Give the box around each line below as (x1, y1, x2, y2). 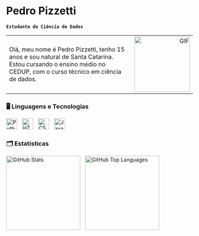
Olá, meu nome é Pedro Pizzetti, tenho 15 (9, 45, 125, 53)
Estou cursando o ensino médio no (9, 60, 105, 68)
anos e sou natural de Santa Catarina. (9, 52, 114, 60)
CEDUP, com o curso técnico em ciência (9, 67, 121, 75)
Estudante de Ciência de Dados (6, 24, 84, 30)
